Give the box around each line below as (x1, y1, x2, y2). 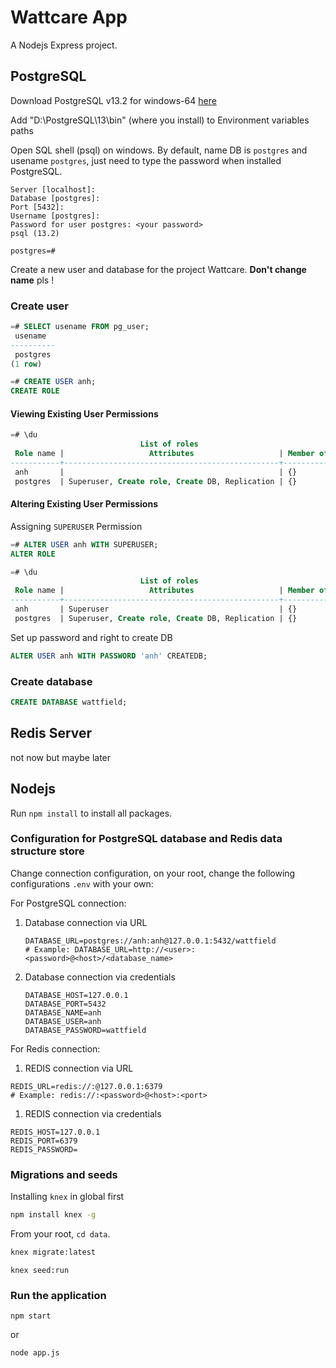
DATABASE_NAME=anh (24, 1007, 102, 1018)
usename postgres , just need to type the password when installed (10, 154, 282, 166)
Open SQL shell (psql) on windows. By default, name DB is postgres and (10, 144, 308, 156)
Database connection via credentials (24, 971, 176, 983)
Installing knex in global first (10, 1191, 125, 1203)
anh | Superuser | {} (14, 604, 298, 615)
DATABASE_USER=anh (24, 1016, 102, 1026)
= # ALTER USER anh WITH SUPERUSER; (10, 539, 159, 550)
